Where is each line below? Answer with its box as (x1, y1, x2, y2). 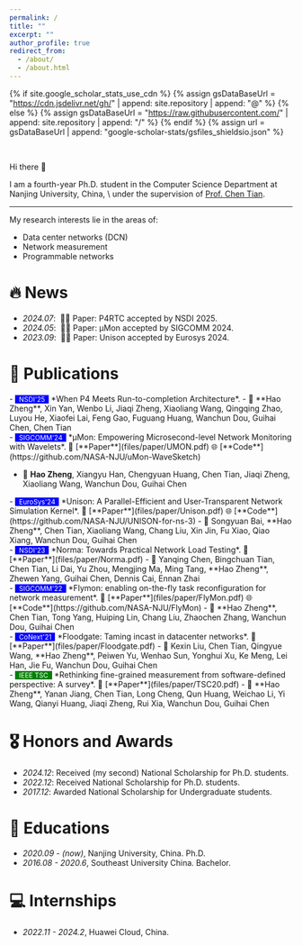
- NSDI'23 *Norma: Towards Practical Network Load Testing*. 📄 (9, 544, 249, 555)
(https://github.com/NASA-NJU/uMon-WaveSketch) (9, 451, 201, 462)
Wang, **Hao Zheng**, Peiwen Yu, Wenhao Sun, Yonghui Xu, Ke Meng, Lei (9, 650, 288, 660)
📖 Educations (9, 817, 111, 838)
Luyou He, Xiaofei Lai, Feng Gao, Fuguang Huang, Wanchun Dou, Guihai (9, 412, 277, 423)
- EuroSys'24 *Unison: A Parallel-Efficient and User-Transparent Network (9, 496, 283, 506)
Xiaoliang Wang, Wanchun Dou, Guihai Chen (22, 478, 187, 489)
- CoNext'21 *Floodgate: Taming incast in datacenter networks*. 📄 (9, 631, 256, 641)
